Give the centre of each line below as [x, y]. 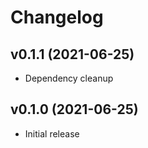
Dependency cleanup [69, 78]
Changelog [57, 17]
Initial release [52, 133]
